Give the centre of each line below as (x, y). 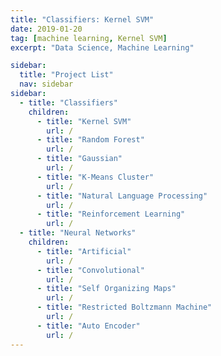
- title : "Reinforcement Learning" (111, 214)
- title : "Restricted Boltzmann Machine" (124, 307)
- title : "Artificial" (84, 251)
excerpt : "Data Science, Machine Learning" (102, 47)
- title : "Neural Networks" (78, 233)
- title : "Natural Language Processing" (122, 196)
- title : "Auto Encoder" (88, 326)
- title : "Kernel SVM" (84, 121)
